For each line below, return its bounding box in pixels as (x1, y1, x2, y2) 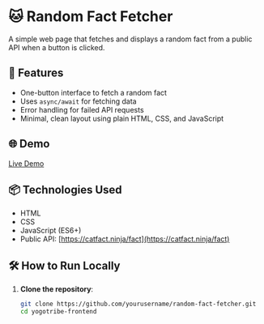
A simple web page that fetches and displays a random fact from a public (8, 34, 253, 44)
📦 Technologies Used (8, 182, 123, 197)
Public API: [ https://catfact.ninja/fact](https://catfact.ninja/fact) (19, 234, 230, 244)
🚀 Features (8, 66, 64, 80)
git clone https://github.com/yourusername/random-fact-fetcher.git (19, 300, 257, 309)
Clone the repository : (19, 284, 94, 294)
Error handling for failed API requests (19, 104, 144, 114)
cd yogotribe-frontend (19, 308, 97, 316)
